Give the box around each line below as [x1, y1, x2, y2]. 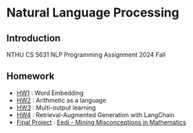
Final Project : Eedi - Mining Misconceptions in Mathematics [16, 118, 187, 126]
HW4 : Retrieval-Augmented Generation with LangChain [16, 110, 175, 119]
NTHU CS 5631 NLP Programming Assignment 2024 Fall [6, 50, 166, 59]
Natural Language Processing [6, 5, 179, 21]
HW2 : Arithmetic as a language [16, 96, 107, 104]
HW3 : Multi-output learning [16, 103, 96, 112]
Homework [6, 70, 55, 82]
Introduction [6, 32, 61, 44]
